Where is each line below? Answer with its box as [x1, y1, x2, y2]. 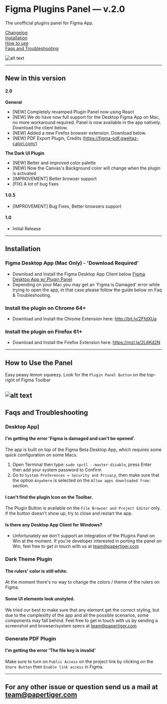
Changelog [5, 29, 28, 35]
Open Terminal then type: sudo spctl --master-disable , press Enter [12, 461, 152, 467]
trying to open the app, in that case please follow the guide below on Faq [12, 287, 162, 293]
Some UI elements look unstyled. [5, 596, 75, 602]
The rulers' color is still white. [5, 568, 68, 574]
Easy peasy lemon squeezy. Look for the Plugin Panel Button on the [5, 372, 146, 378]
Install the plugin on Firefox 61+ [5, 328, 83, 335]
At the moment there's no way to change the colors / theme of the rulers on [5, 579, 160, 585]
